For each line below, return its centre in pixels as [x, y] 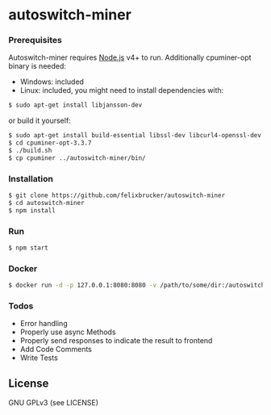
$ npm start [28, 248]
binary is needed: [38, 66]
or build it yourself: [40, 121]
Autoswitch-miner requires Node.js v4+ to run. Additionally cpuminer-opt [130, 57]
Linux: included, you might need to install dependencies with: [122, 90]
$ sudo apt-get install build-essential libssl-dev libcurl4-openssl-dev [135, 136]
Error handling [44, 324]
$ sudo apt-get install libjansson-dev [75, 105]
